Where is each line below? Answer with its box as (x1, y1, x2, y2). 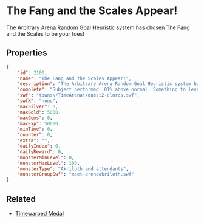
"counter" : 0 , (17, 132, 53, 138)
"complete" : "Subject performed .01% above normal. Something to (17, 86, 186, 93)
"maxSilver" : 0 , (17, 103, 59, 109)
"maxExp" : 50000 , (17, 120, 61, 126)
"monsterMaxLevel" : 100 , (17, 160, 80, 166)
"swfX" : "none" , (17, 98, 59, 104)
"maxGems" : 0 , (17, 115, 53, 121)
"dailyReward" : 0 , (17, 148, 64, 155)
